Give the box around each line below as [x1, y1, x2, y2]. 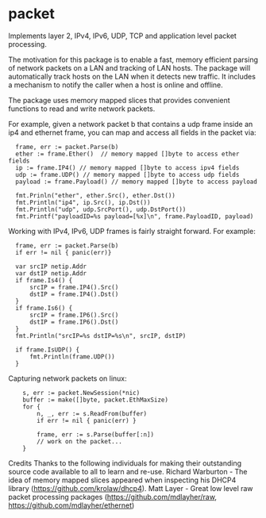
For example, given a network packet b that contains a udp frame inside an [8, 119, 253, 129]
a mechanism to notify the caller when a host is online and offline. [8, 80, 224, 90]
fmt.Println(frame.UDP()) [29, 352, 115, 361]
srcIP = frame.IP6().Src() [29, 311, 119, 319]
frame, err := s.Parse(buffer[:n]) [37, 430, 155, 439]
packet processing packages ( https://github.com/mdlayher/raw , [8, 492, 217, 501]
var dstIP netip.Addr [15, 269, 87, 278]
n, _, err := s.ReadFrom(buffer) [37, 409, 148, 417]
